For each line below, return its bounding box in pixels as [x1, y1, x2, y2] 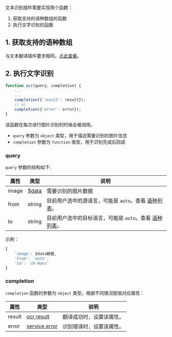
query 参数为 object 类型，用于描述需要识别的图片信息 [12, 132, 127, 138]
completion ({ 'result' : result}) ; [14, 97, 86, 102]
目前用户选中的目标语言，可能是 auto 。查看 [47, 215, 151, 222]
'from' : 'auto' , [14, 256, 50, 261]
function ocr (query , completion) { [5, 83, 81, 88]
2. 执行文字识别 [5, 69, 54, 78]
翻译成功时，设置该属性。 [62, 313, 124, 320]
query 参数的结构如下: [5, 164, 51, 171]
